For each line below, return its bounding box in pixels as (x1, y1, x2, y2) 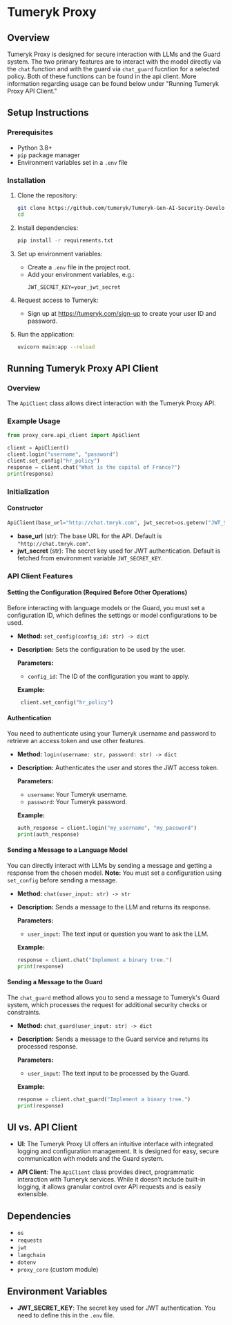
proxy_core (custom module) (17, 1265, 99, 1274)
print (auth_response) (17, 830, 79, 838)
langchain (17, 1252, 46, 1259)
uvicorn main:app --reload (17, 344, 95, 350)
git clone (17, 204, 46, 211)
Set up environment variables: (17, 249, 103, 258)
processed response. (17, 1042, 78, 1050)
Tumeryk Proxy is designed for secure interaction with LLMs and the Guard (7, 50, 221, 58)
